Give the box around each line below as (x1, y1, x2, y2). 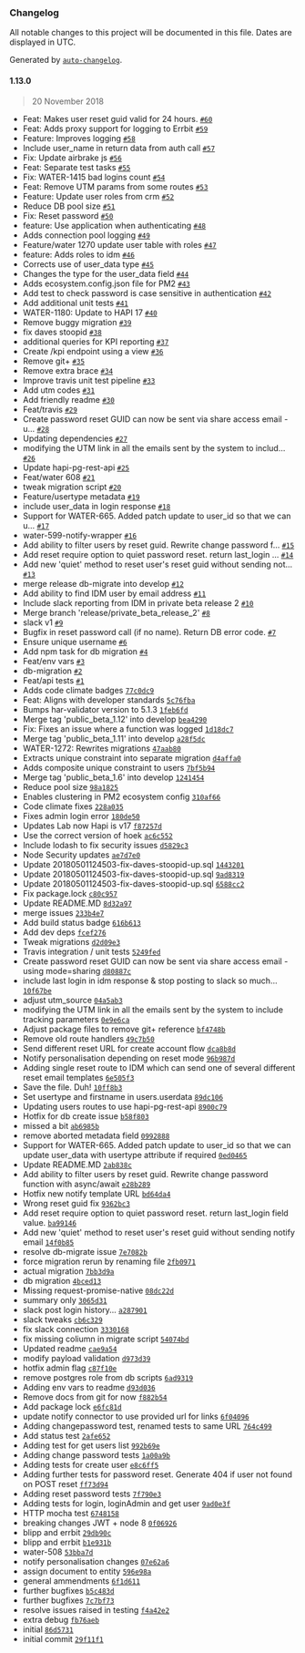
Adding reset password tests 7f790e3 (22, 1488, 162, 1499)
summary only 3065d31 (22, 1294, 107, 1305)
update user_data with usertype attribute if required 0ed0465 (22, 1149, 248, 1160)
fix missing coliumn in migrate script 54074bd (22, 1333, 189, 1344)
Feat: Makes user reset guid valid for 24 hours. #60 (22, 113, 213, 124)
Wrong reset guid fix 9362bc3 (22, 1197, 130, 1208)
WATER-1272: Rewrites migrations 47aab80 (22, 743, 182, 754)
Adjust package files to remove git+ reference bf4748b (22, 1023, 226, 1034)
